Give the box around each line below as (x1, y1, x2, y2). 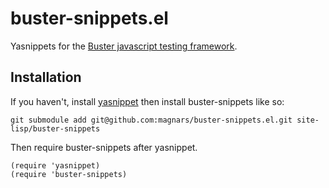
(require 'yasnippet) (10, 160, 101, 171)
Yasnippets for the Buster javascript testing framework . (10, 40, 238, 52)
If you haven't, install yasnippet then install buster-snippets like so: (10, 95, 285, 107)
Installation (10, 69, 82, 86)
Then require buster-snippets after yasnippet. (10, 141, 198, 153)
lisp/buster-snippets (10, 123, 101, 134)
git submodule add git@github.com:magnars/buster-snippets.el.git (10, 115, 293, 125)
